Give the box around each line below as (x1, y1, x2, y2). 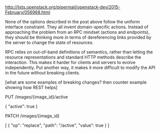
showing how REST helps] (5, 85, 58, 90)
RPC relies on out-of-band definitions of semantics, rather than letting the (5, 49, 153, 55)
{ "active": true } (5, 104, 38, 109)
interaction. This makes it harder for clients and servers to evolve (5, 60, 136, 65)
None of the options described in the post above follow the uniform (5, 19, 140, 24)
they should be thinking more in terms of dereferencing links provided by (5, 34, 152, 40)
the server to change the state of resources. (5, 40, 94, 45)
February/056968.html (5, 9, 50, 15)
